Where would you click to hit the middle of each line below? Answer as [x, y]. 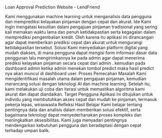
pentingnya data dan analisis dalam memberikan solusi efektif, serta [73, 110]
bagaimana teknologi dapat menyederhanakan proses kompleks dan [73, 115]
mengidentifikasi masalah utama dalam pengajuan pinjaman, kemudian [76, 79]
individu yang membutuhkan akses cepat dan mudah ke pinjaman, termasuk [81, 99]
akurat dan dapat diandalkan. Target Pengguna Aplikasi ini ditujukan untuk [79, 94]
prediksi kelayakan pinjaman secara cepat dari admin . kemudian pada [75, 63]
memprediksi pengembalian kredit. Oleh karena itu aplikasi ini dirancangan [79, 37]
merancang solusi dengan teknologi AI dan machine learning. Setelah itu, [78, 84]
